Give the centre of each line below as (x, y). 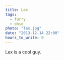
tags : (11, 14)
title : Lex (17, 10)
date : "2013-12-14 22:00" (32, 33)
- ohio (17, 24)
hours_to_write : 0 (24, 38)
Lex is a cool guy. (23, 52)
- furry (18, 19)
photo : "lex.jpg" (23, 28)
